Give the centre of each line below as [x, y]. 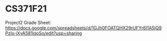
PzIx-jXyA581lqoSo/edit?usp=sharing [44, 33]
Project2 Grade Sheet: [28, 22]
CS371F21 [26, 9]
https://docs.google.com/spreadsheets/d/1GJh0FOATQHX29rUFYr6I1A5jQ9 [83, 27]
